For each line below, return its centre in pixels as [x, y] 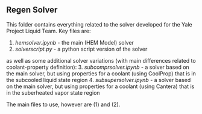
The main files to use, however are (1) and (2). [63, 104]
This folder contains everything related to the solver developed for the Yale [99, 24]
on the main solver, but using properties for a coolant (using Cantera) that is [100, 86]
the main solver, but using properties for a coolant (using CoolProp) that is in [101, 73]
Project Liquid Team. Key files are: [49, 31]
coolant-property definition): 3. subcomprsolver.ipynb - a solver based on [98, 67]
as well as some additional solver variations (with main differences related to [101, 60]
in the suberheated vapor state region [53, 92]
